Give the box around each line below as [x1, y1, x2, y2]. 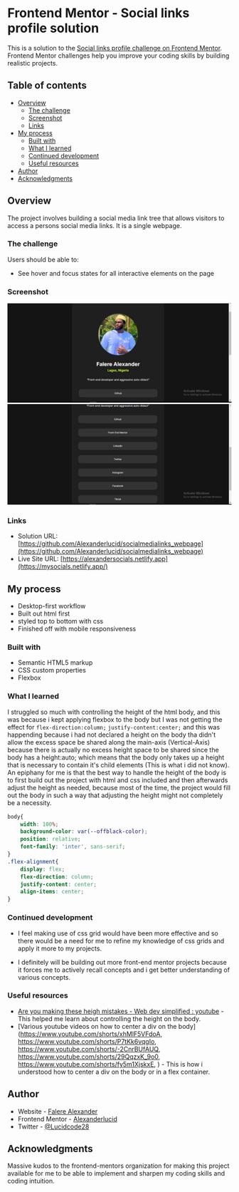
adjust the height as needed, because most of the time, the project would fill [7, 783, 231, 792]
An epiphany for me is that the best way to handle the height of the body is [7, 768, 226, 777]
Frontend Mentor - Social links [7, 5, 190, 21]
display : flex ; [20, 866, 65, 873]
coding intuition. [7, 1177, 55, 1186]
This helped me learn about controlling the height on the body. [17, 1014, 201, 1023]
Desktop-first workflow [17, 602, 86, 611]
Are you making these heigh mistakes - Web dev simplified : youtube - [17, 1007, 224, 1015]
